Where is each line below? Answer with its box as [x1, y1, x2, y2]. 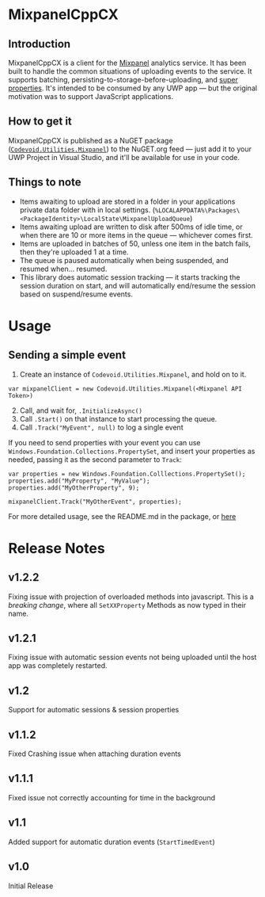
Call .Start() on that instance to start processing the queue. [19, 414, 218, 423]
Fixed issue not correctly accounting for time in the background [8, 792, 216, 802]
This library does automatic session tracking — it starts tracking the [19, 272, 240, 282]
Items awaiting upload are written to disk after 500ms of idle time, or [19, 222, 243, 231]
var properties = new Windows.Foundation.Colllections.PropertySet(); [8, 470, 246, 478]
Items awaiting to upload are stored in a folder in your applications [19, 197, 236, 206]
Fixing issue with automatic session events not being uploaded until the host [8, 652, 257, 662]
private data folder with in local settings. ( [19, 204, 156, 215]
